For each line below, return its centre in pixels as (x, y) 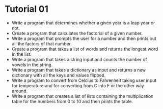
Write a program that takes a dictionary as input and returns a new (79, 70)
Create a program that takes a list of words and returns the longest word (85, 49)
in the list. (22, 54)
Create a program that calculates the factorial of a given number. (77, 33)
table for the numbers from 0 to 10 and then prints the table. (72, 101)
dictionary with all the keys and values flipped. (59, 75)
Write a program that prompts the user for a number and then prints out (84, 38)
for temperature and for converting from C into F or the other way (78, 85)
